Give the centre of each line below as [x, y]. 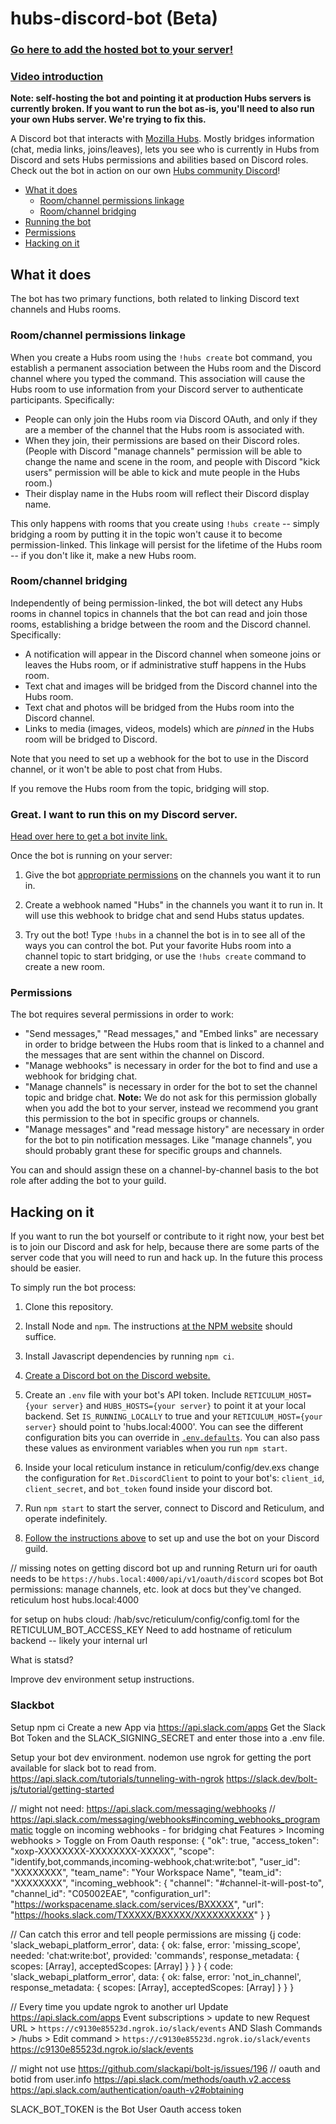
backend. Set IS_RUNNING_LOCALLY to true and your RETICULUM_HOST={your [173, 1416]
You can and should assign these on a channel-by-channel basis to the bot [164, 1170]
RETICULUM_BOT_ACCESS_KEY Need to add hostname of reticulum [151, 1630]
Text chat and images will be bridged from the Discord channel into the [171, 686]
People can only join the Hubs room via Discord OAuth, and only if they [171, 419]
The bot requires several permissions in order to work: [122, 1014]
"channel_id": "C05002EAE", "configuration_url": [111, 1893]
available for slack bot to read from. [83, 1768]
